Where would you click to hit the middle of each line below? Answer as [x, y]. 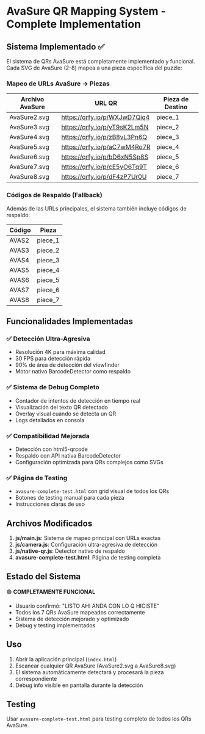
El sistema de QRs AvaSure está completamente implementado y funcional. [101, 61]
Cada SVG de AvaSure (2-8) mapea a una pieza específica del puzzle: [94, 68]
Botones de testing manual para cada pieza [70, 498]
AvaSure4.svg [30, 137]
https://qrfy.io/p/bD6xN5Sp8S [105, 157]
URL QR [106, 103]
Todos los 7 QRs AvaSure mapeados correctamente [80, 612]
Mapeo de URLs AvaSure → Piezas [58, 84]
